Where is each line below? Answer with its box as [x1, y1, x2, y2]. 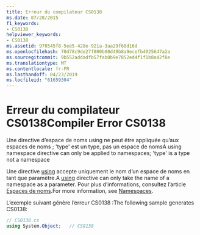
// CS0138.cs [6, 217, 40, 223]
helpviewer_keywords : [6, 32, 62, 38]
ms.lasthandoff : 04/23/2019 [6, 71, 78, 78]
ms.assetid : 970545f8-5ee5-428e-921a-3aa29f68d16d [6, 43, 138, 49]
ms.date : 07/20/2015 [6, 15, 59, 21]
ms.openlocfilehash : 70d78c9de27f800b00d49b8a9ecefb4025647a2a [6, 49, 171, 55]
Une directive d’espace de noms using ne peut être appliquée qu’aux [6, 137, 179, 144]
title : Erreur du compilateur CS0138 [6, 9, 102, 15]
